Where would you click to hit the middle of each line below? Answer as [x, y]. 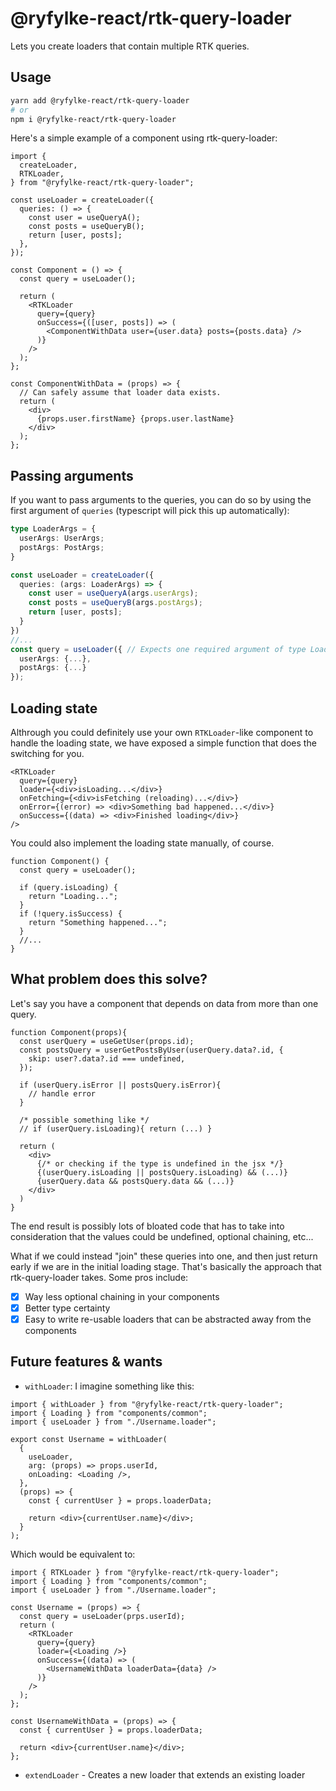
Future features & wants [86, 1362]
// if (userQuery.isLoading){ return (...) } [116, 1128]
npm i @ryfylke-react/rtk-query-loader [93, 119]
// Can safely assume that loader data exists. [120, 393]
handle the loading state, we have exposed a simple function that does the [163, 743]
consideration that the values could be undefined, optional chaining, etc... [162, 1236]
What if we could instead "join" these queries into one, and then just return [164, 1256]
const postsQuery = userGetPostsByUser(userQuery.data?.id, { [151, 1050]
